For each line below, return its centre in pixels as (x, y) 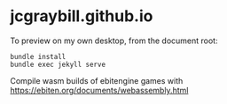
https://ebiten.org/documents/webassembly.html (99, 90)
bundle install (38, 56)
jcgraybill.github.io (82, 16)
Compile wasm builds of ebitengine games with (97, 80)
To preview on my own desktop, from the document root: (114, 41)
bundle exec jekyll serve (58, 64)
